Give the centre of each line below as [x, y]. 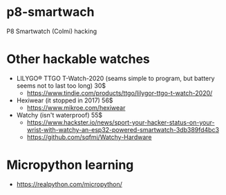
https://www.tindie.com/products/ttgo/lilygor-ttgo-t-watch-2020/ [120, 93]
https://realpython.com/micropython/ [69, 184]
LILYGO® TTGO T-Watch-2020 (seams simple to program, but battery [115, 78]
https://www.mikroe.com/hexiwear [76, 107]
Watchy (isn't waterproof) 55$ [59, 115]
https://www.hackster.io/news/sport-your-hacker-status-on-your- [121, 122]
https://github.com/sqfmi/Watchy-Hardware [89, 137]
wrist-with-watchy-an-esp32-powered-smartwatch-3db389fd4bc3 [123, 129]
